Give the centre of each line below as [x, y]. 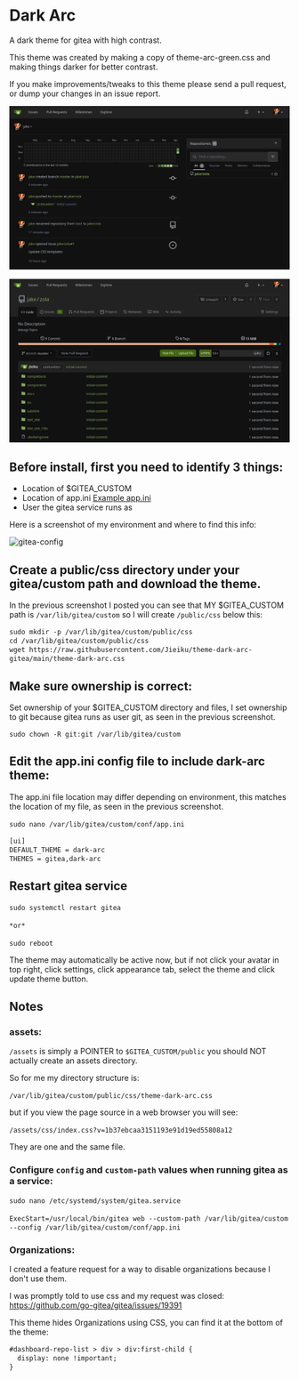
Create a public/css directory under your [125, 570]
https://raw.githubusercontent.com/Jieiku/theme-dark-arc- [141, 650]
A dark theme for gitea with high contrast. [85, 40]
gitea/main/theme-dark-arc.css [67, 659]
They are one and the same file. [68, 1147]
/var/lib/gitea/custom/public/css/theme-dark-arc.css [111, 1096]
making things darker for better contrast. [84, 67]
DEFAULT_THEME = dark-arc [57, 850]
